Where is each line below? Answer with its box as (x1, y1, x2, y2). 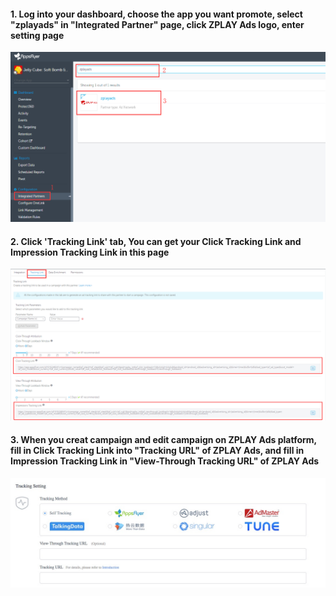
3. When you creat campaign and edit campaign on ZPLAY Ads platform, (10, 434, 317, 446)
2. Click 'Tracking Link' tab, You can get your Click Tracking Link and (10, 235, 302, 247)
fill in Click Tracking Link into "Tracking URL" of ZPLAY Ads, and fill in (10, 445, 305, 457)
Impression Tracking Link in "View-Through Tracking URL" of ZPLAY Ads (10, 455, 320, 467)
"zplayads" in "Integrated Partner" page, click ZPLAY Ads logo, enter (10, 18, 305, 30)
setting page (10, 29, 65, 41)
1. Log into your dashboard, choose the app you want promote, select (10, 8, 303, 20)
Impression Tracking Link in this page (10, 246, 170, 258)
